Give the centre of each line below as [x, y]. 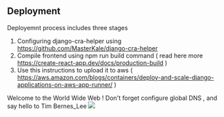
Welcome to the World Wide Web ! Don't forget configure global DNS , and [112, 98]
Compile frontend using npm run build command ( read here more [110, 55]
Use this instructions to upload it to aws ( [75, 70]
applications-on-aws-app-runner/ [65, 84]
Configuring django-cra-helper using [69, 41]
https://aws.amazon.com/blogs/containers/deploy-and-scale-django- [115, 77]
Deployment [34, 11]
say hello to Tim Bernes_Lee [47, 106]
